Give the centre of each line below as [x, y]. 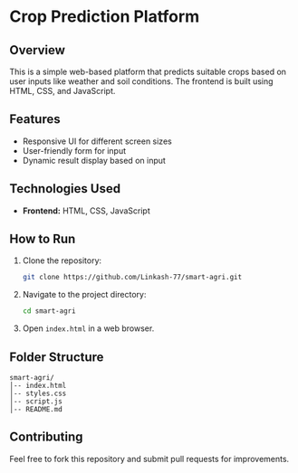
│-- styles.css [38, 393]
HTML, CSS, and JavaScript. [62, 91]
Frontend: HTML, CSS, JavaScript [87, 211]
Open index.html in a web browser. [88, 328]
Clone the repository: [62, 260]
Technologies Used [65, 189]
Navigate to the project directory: [84, 295]
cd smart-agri [49, 311]
